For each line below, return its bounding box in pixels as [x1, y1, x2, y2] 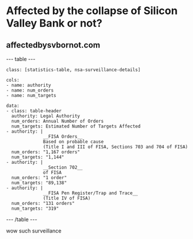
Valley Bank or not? [6, 16, 103, 30]
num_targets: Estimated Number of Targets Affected [11, 123, 141, 129]
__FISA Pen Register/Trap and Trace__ [43, 190, 138, 196]
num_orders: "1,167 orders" [11, 149, 81, 155]
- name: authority [6, 82, 51, 88]
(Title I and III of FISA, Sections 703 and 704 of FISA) [43, 144, 188, 150]
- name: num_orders [6, 87, 54, 93]
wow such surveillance [6, 227, 62, 234]
